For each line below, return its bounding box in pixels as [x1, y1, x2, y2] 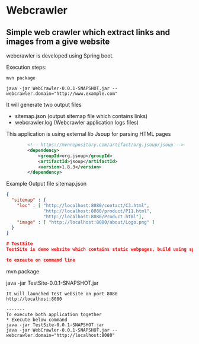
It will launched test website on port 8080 [6, 291, 118, 297]
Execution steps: [6, 63, 47, 71]
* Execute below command [6, 317, 68, 323]
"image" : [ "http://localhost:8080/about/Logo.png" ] [17, 219, 155, 225]
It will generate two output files [6, 101, 82, 108]
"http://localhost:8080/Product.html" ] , [43, 214, 145, 219]
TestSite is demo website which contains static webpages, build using [6, 247, 187, 253]
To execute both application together [6, 311, 102, 317]
